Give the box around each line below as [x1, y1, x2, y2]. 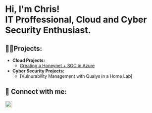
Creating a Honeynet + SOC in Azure [19, 63, 95, 68]
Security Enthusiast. [5, 25, 91, 36]
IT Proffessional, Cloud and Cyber [5, 14, 147, 25]
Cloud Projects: [12, 57, 46, 63]
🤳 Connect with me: [5, 88, 67, 96]
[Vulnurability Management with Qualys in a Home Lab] [19, 73, 133, 79]
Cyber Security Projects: [12, 68, 65, 74]
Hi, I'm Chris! [5, 3, 60, 15]
